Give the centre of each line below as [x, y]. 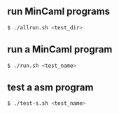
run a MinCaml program [60, 49]
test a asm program [50, 87]
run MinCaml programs [59, 12]
